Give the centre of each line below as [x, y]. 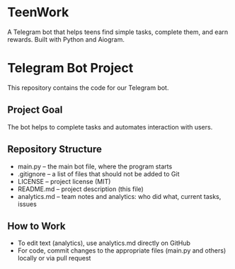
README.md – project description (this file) [80, 189]
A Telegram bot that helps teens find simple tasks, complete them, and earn [118, 32]
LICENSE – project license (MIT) [64, 181]
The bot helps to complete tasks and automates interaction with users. [110, 127]
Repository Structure [55, 149]
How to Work [36, 226]
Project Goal [35, 110]
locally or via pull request [54, 258]
